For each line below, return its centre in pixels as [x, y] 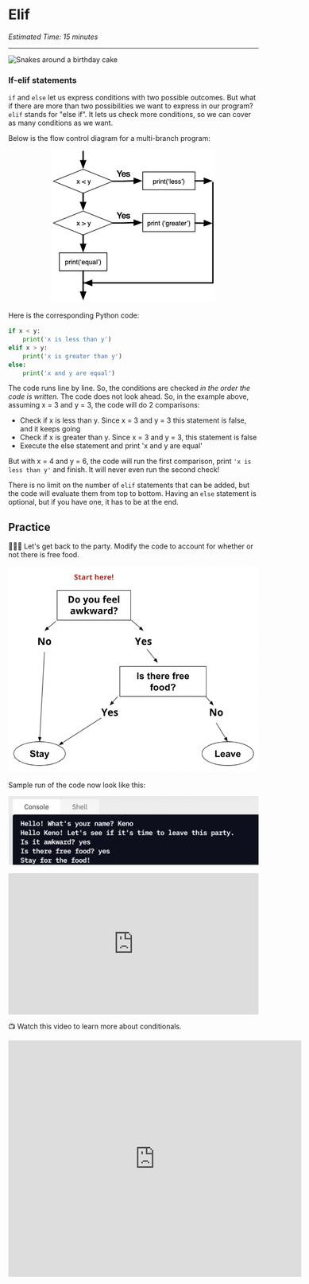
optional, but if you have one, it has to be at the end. [93, 502]
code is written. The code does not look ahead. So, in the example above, [129, 396]
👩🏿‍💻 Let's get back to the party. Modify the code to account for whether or [131, 546]
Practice [29, 527]
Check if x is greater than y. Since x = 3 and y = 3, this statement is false [138, 437]
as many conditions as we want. [61, 123]
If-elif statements [42, 80]
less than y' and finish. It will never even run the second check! [114, 470]
